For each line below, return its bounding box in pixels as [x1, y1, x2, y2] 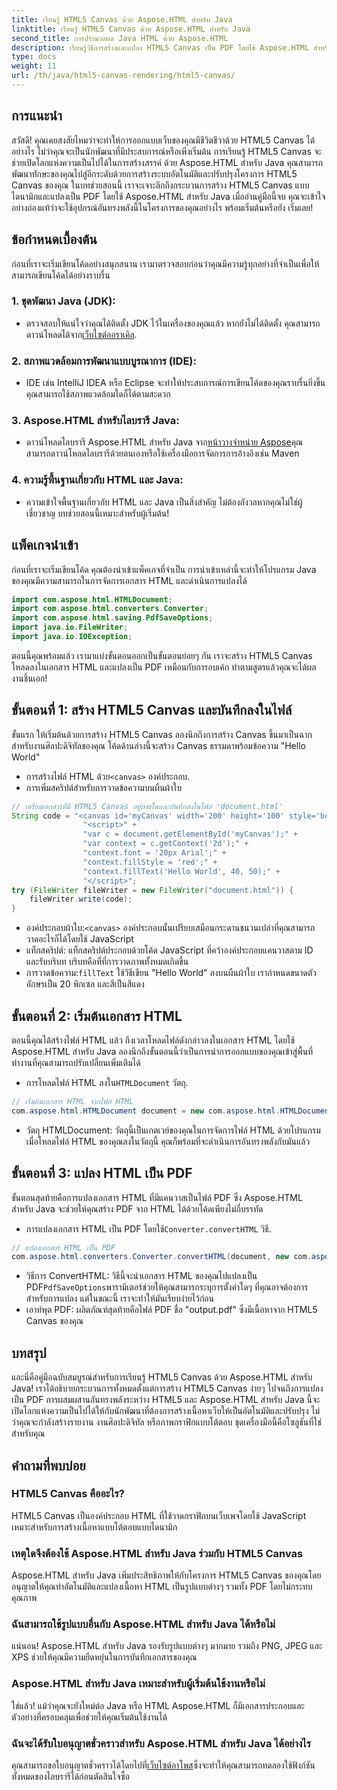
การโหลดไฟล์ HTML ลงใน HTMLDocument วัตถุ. [25, 1077, 189, 1088]
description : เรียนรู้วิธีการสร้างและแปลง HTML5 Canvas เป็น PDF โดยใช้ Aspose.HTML [11, 42, 310, 53]
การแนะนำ [11, 107, 63, 125]
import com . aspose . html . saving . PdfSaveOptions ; [11, 613, 214, 623]
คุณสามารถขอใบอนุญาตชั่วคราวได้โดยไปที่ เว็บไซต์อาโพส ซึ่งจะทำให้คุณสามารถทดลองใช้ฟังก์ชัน [11, 1759, 316, 1771]
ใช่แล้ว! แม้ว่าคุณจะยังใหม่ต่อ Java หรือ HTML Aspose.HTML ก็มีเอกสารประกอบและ [11, 1699, 305, 1711]
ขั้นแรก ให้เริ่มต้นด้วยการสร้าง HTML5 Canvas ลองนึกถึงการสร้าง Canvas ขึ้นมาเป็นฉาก [11, 728, 313, 740]
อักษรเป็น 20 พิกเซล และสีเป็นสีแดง [25, 978, 145, 990]
